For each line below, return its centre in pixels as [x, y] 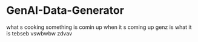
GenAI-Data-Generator [65, 10]
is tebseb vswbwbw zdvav [39, 33]
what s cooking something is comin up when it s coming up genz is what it [99, 27]
